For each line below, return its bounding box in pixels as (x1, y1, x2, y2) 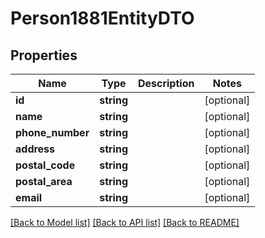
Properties (10, 47, 78, 64)
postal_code (15, 158, 76, 172)
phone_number (15, 126, 90, 139)
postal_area (15, 175, 73, 188)
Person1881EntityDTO (10, 7, 195, 30)
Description (137, 77, 195, 90)
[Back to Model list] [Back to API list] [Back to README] (10, 217, 240, 228)
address (15, 142, 56, 156)
